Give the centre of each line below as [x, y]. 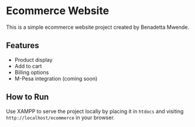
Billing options [32, 72]
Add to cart [28, 66]
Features [23, 46]
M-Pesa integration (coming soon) [56, 78]
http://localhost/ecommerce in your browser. [61, 117]
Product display [33, 59]
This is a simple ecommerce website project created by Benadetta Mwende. [98, 27]
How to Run [28, 97]
